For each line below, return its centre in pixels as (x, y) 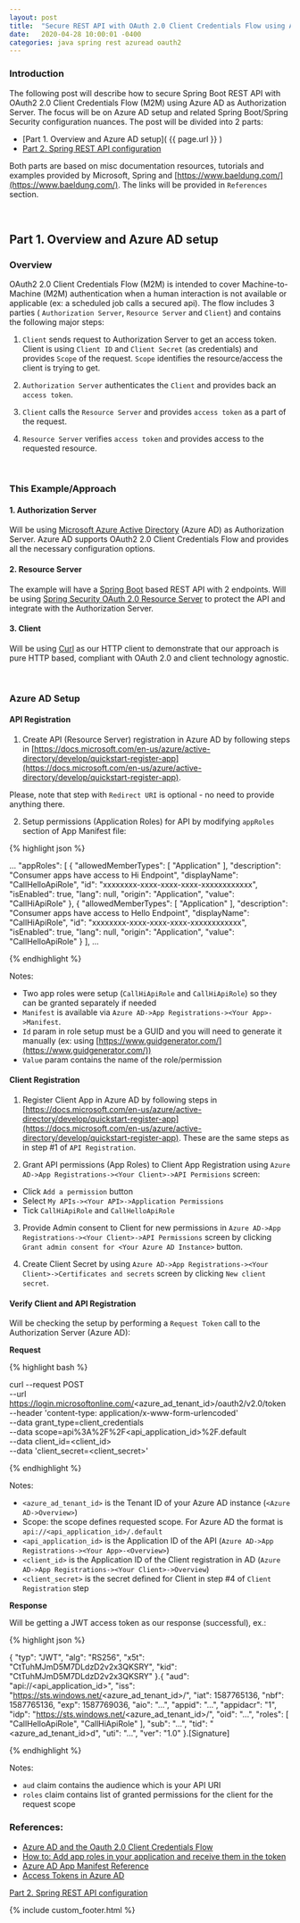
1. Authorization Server (53, 510)
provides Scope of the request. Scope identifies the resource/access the (152, 359)
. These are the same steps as (234, 1138)
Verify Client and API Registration (73, 1303)
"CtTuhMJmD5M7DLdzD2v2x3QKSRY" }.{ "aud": (100, 1677)
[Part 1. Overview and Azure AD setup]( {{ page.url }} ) (122, 138)
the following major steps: (57, 322)
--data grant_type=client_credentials (77, 1423)
